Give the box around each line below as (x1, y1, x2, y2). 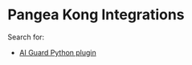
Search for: (7, 32, 45, 42)
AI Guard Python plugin (18, 47, 97, 57)
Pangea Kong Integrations (7, 6, 186, 24)
